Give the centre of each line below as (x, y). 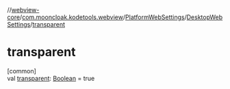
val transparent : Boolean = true (51, 78)
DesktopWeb (205, 17)
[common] (22, 71)
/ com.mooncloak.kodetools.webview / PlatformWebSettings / (103, 17)
